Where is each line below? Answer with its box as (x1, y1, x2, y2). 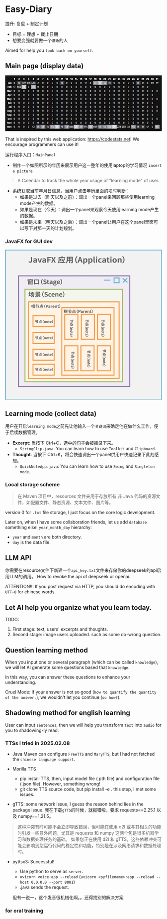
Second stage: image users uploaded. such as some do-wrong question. (12, 632, 162, 638)
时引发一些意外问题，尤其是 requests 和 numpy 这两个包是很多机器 (17, 830, 155, 836)
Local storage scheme (5, 481, 60, 488)
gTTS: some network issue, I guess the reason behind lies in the (12, 801, 144, 807)
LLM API (5, 554, 31, 562)
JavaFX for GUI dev (5, 238, 53, 245)
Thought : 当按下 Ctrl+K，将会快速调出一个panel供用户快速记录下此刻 (12, 452, 155, 458)
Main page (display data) (5, 62, 84, 70)
